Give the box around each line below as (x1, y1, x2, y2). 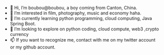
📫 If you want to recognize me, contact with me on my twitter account (9, 37, 156, 42)
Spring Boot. (9, 20, 36, 26)
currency (9, 31, 29, 37)
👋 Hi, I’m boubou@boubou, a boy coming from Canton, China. (9, 5, 137, 10)
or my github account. (9, 44, 56, 50)
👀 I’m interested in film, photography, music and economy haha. (9, 10, 141, 16)
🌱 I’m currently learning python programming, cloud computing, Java (9, 15, 152, 21)
